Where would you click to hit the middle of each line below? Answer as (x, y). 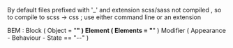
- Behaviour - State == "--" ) (48, 38)
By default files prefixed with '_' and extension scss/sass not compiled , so (114, 10)
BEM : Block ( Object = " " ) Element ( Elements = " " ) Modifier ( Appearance (117, 31)
